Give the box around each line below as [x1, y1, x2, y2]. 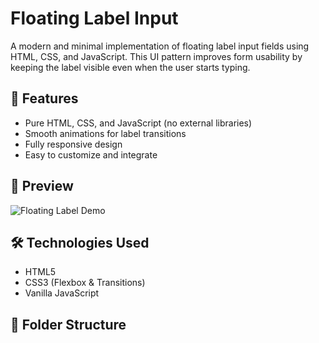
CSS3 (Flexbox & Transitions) [24, 277, 146, 289]
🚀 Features [10, 90, 79, 107]
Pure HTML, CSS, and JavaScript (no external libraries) [24, 117, 253, 129]
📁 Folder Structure [10, 316, 127, 333]
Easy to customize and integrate [24, 148, 158, 161]
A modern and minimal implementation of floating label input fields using [10, 40, 310, 52]
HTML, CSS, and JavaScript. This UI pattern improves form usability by [10, 50, 303, 62]
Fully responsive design [24, 138, 123, 150]
